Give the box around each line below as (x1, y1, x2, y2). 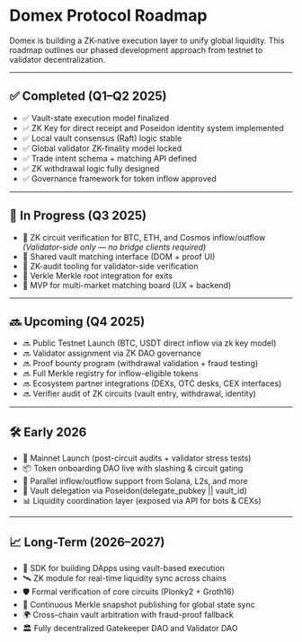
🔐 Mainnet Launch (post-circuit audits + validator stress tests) (22, 453, 252, 463)
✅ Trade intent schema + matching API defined (22, 153, 198, 163)
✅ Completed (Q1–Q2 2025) (9, 89, 167, 104)
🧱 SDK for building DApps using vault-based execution (22, 563, 225, 573)
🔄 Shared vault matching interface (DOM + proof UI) (22, 251, 216, 261)
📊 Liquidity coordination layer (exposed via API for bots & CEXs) (22, 496, 262, 506)
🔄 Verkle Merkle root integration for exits (22, 270, 173, 281)
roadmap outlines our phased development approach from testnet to (9, 44, 263, 55)
